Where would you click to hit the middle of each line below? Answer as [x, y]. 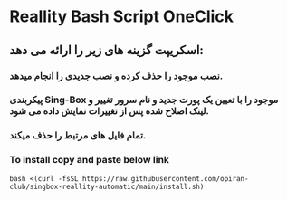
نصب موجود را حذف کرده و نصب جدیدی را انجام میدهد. [116, 76]
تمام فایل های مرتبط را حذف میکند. [78, 136]
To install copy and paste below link [90, 160]
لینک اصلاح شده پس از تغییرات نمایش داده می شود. [110, 111]
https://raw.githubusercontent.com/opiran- [165, 178]
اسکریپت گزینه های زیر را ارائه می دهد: [106, 50]
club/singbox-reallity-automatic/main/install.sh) [107, 186]
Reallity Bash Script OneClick [121, 17]
